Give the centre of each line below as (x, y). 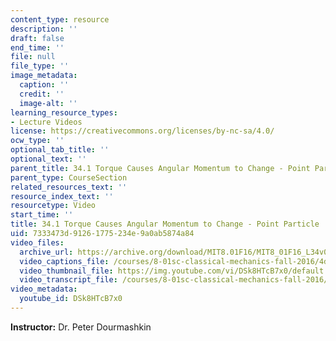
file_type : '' (40, 66)
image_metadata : (44, 76)
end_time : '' (37, 47)
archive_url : (46, 252)
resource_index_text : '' (62, 196)
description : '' (44, 29)
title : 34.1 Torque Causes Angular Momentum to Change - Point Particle (165, 224)
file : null (33, 57)
